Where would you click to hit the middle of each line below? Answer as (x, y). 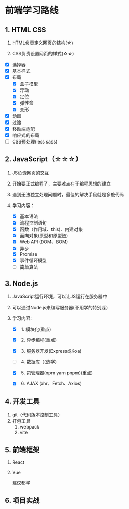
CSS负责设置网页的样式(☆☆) (43, 54)
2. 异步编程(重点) (39, 340)
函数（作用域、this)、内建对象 (51, 229)
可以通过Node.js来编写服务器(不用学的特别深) (60, 307)
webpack (29, 427)
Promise (29, 254)
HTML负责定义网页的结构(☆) (43, 43)
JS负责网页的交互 (31, 173)
